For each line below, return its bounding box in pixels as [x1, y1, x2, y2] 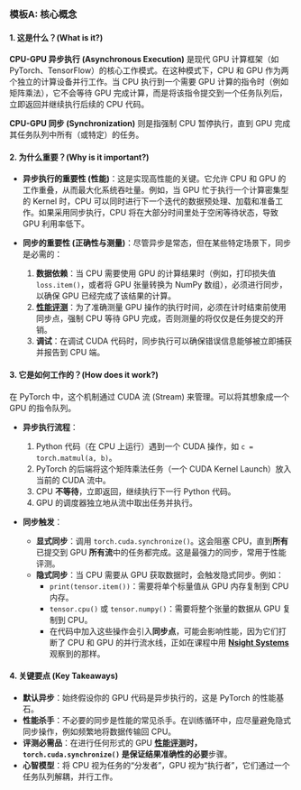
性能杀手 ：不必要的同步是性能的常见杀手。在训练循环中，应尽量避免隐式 [22, 714, 291, 725]
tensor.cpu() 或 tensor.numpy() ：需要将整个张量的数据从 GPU [49, 602, 281, 614]
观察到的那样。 [49, 648, 105, 659]
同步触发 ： [22, 516, 63, 527]
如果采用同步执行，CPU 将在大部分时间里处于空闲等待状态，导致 [38, 207, 279, 218]
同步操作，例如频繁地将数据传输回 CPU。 [22, 726, 177, 737]
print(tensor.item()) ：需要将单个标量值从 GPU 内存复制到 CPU [49, 580, 289, 592]
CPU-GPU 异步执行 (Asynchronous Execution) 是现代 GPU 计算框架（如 [9, 54, 279, 65]
